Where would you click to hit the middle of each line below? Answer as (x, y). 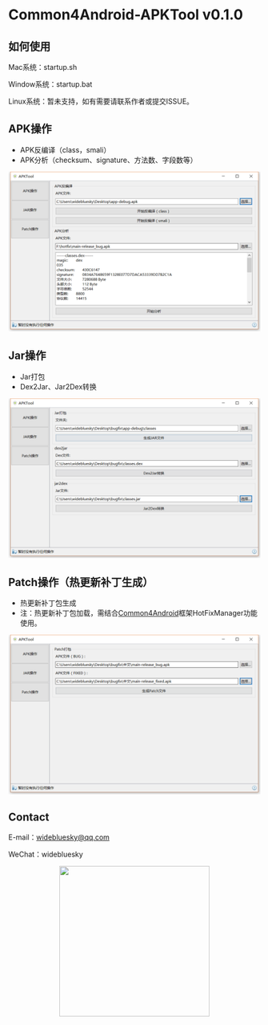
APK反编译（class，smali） (65, 149)
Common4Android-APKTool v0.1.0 (126, 15)
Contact (29, 817)
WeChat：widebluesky (46, 854)
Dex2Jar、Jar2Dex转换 (58, 386)
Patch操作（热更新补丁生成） (81, 582)
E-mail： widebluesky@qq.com (59, 837)
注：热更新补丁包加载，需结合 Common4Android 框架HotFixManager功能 (138, 613)
